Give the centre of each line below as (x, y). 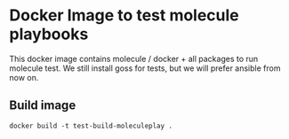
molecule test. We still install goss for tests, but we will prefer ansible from (145, 68)
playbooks (49, 34)
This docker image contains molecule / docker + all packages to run (134, 58)
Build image (43, 106)
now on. (24, 77)
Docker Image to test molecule (124, 15)
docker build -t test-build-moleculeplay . (91, 126)
